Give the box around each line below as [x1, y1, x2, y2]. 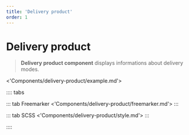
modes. [20, 66, 40, 73]
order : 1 [6, 14, 28, 20]
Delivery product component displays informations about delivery [20, 59, 184, 67]
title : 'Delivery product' [6, 8, 73, 15]
